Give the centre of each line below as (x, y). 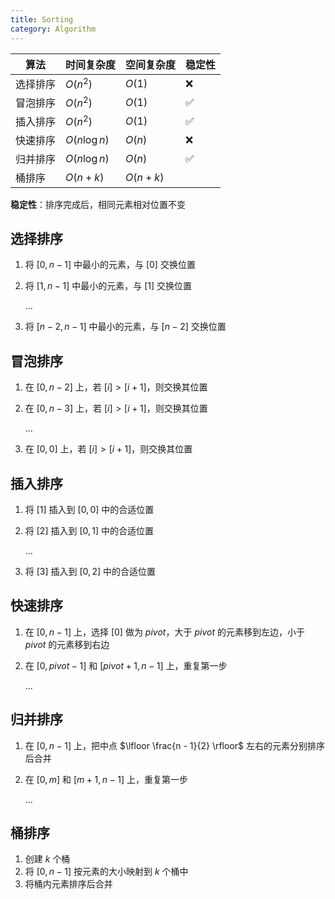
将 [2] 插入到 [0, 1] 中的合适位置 (89, 530)
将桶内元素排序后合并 (68, 884)
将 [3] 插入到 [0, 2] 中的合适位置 (90, 571)
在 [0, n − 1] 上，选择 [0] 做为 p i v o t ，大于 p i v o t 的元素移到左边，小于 (164, 632)
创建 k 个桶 (47, 859)
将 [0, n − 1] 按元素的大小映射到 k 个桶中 (106, 872)
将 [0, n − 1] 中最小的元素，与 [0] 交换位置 (110, 265)
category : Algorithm (53, 29)
